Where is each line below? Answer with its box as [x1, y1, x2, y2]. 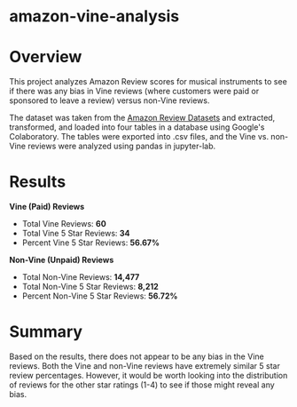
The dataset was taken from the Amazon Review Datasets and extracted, [9, 113, 276, 124]
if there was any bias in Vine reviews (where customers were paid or [9, 86, 260, 97]
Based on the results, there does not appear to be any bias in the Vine [9, 351, 264, 362]
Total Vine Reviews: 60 [21, 219, 106, 229]
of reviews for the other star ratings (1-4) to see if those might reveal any [9, 379, 275, 390]
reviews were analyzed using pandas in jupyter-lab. [27, 140, 216, 152]
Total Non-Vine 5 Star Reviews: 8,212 [21, 282, 160, 292]
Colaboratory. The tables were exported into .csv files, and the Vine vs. [9, 132, 269, 142]
